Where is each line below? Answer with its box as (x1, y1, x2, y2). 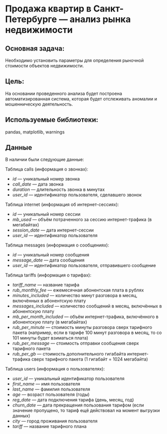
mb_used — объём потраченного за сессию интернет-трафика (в (12, 216, 152, 222)
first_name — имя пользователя (12, 381, 81, 387)
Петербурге (5, 13, 57, 25)
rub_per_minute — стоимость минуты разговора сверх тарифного (12, 324, 153, 330)
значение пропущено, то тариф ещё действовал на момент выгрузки (12, 407, 160, 413)
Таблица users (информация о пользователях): (5, 366, 105, 372)
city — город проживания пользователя (12, 418, 98, 424)
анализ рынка (69, 13, 131, 25)
